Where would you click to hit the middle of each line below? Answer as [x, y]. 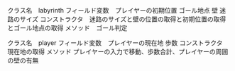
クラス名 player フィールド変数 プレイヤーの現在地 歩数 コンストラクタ [115, 43]
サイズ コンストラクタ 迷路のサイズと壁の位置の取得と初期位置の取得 [123, 19]
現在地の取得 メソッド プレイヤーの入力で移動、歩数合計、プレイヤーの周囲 [118, 52]
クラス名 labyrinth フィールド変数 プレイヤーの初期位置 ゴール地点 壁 [113, 10]
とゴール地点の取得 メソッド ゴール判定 [67, 28]
